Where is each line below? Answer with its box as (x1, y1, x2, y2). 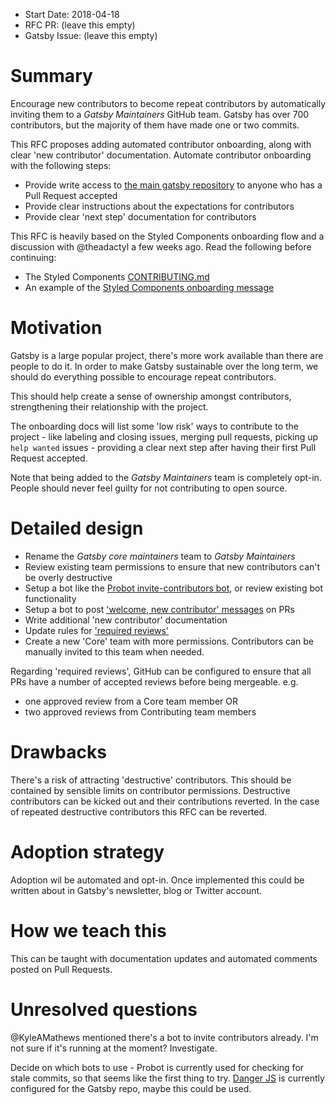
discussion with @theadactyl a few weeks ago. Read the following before (10, 240, 312, 253)
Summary (10, 65, 93, 88)
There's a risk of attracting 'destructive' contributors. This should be (10, 774, 292, 786)
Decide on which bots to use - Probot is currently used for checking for (10, 1061, 305, 1073)
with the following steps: (10, 159, 112, 171)
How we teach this (10, 919, 167, 942)
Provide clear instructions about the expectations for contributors (24, 200, 295, 212)
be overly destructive (24, 571, 113, 583)
